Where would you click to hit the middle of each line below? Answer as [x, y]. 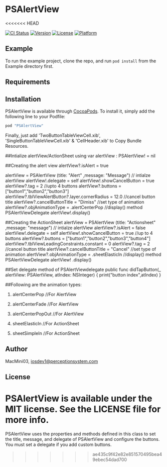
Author [16, 349]
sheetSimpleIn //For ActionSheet [46, 333]
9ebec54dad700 [110, 459]
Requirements [28, 82]
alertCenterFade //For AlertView [45, 304]
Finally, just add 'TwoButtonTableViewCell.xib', [53, 135]
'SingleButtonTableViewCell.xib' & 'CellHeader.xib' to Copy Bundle [73, 141]
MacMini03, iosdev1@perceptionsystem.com [52, 361]
